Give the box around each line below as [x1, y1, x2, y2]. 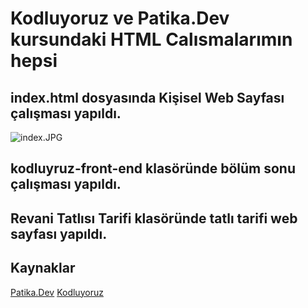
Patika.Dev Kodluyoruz [10, 286, 104, 298]
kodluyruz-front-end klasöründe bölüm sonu [10, 160, 296, 177]
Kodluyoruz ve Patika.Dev [10, 7, 230, 30]
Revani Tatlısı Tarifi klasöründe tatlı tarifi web [10, 210, 298, 227]
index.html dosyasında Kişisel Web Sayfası [10, 89, 285, 106]
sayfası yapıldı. [10, 225, 108, 242]
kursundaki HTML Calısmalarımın [10, 28, 293, 51]
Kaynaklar [10, 260, 76, 277]
